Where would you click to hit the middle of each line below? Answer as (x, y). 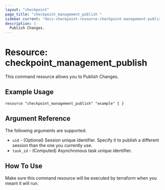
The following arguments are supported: (46, 130)
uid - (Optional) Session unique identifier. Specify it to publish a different (86, 140)
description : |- (22, 23)
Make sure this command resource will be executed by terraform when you (81, 178)
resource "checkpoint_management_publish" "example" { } (65, 103)
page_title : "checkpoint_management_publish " (54, 14)
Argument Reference (38, 119)
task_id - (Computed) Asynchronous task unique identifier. (72, 151)
